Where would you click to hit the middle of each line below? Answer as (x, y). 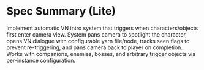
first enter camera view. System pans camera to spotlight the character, (96, 34)
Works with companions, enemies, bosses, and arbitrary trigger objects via (101, 54)
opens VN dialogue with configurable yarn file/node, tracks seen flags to (98, 41)
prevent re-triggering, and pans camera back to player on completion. (94, 47)
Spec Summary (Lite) (61, 11)
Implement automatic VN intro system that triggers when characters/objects (102, 28)
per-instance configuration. (41, 60)
